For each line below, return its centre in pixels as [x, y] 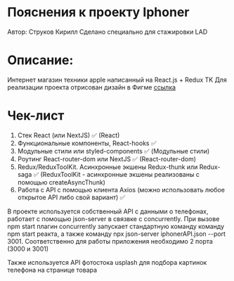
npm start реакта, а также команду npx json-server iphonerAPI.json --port [117, 234]
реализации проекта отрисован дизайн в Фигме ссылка [92, 87]
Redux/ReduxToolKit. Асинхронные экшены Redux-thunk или [108, 167]
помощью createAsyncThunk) [61, 182]
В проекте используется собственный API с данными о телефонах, [108, 211]
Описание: [40, 60]
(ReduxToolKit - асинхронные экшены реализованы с [120, 174]
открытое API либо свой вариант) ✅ [71, 197]
